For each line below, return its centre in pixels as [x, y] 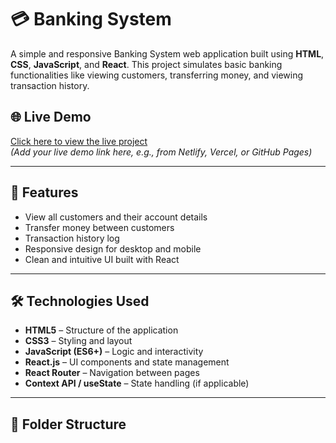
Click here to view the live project [79, 141]
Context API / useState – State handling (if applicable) [137, 383]
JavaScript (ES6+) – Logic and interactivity [114, 352]
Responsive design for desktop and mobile [113, 248]
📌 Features [44, 192]
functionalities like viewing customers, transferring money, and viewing [157, 75]
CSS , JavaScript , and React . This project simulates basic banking [146, 64]
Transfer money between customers [99, 227]
